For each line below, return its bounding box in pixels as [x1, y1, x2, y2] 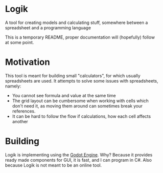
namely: [5, 83, 21, 89]
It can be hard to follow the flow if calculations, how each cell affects [12, 113, 151, 119]
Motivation [5, 57, 50, 68]
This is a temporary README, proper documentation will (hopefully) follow [5, 34, 155, 40]
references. [12, 108, 36, 114]
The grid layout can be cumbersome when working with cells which [12, 98, 149, 104]
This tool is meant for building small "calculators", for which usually [5, 72, 140, 79]
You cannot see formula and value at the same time [12, 92, 116, 98]
